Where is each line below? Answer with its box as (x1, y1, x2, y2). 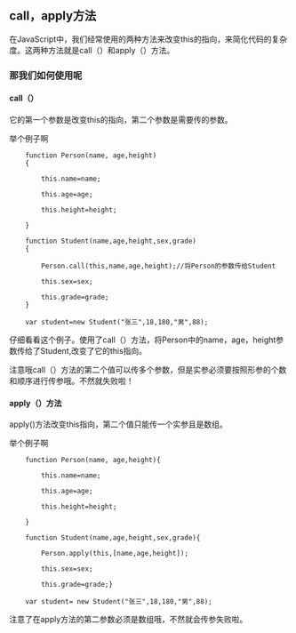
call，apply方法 (9, 8, 97, 24)
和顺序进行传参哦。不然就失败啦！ (9, 375, 134, 386)
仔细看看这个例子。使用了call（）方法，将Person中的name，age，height (9, 334, 276, 345)
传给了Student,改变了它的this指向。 (16, 345, 148, 356)
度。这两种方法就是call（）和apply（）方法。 (9, 44, 175, 55)
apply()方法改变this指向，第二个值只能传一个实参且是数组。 (9, 419, 228, 429)
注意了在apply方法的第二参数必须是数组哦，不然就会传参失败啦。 (9, 614, 248, 625)
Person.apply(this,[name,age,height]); (41, 549, 189, 558)
